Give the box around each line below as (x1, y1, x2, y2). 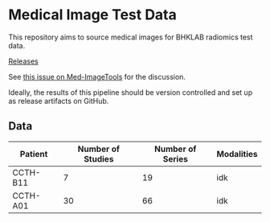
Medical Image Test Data (8, 6, 177, 24)
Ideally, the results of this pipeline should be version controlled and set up (8, 87, 253, 97)
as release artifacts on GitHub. (8, 96, 109, 105)
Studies (84, 153, 114, 164)
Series (162, 153, 189, 164)
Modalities (216, 148, 258, 159)
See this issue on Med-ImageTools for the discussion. (8, 72, 186, 81)
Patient (19, 148, 48, 159)
